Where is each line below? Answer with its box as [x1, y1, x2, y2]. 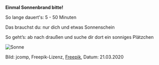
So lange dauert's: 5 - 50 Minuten [5, 14, 77, 20]
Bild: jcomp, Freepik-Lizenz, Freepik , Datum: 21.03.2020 [5, 54, 124, 60]
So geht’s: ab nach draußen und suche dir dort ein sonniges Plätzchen [5, 34, 154, 40]
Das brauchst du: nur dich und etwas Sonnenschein [5, 24, 115, 30]
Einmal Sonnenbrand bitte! [5, 5, 64, 10]
